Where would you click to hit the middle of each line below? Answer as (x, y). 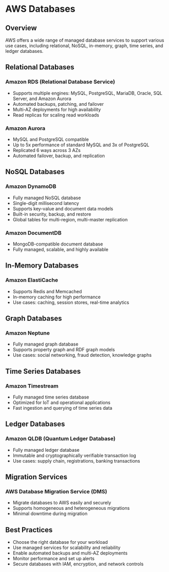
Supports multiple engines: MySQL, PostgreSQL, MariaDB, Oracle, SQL (88, 93)
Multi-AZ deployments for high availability (57, 109)
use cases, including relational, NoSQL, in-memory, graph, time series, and (84, 46)
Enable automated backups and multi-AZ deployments (70, 553)
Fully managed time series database (51, 397)
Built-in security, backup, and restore (52, 214)
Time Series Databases (43, 371)
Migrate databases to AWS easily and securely (62, 503)
